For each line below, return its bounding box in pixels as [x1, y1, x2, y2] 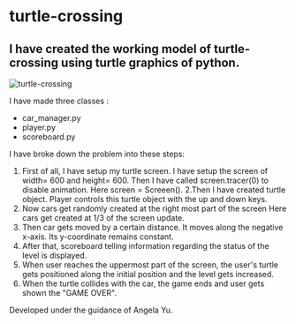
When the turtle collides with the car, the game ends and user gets [21, 278, 265, 289]
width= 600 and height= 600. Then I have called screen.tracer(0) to [21, 175, 269, 185]
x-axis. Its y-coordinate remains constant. [21, 231, 174, 242]
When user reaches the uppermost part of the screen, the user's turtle [21, 260, 278, 270]
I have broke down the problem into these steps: [9, 148, 186, 159]
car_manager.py [21, 113, 81, 123]
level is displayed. [21, 250, 87, 260]
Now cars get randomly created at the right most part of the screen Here [21, 203, 287, 214]
